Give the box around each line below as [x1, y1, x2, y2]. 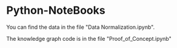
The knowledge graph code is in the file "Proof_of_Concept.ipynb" [6, 35, 172, 42]
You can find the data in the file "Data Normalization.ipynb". [6, 23, 155, 31]
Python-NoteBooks [6, 4, 105, 17]
